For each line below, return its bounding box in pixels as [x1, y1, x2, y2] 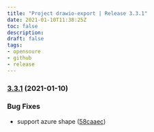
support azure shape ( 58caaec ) [16, 117, 106, 125]
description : [7, 29, 44, 36]
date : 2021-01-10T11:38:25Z [7, 16, 87, 23]
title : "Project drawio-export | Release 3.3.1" [7, 10, 148, 17]
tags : [7, 42, 22, 49]
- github [7, 55, 32, 62]
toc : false [7, 23, 38, 29]
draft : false [7, 36, 44, 42]
